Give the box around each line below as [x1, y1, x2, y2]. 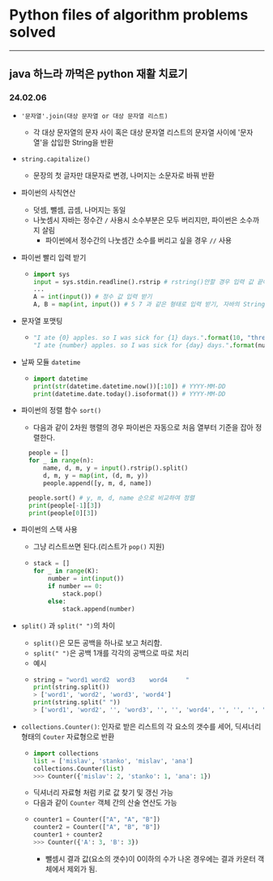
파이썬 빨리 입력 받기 [20, 252, 87, 262]
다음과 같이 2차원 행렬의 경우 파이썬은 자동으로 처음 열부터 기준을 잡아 [32, 423, 254, 432]
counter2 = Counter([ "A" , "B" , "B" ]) [32, 823, 161, 832]
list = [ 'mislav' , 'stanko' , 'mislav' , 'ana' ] [32, 757, 194, 765]
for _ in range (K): [32, 567, 100, 575]
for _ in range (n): [28, 457, 95, 465]
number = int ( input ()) [48, 574, 125, 583]
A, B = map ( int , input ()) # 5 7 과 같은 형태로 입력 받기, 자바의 [32, 300, 240, 309]
